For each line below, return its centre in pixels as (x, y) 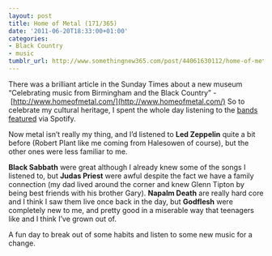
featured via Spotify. (42, 118)
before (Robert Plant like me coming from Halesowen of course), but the (129, 143)
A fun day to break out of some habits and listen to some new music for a (130, 234)
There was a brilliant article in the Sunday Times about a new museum (125, 84)
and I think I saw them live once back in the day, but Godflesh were (121, 201)
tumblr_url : (28, 62)
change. (22, 243)
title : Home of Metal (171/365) (63, 23)
